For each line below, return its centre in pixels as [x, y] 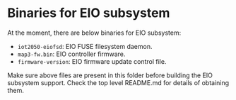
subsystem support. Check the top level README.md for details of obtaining [118, 82]
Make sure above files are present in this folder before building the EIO [110, 75]
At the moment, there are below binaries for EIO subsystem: [94, 33]
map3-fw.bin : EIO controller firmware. [71, 54]
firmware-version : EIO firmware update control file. [92, 61]
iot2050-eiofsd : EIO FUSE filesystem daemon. [85, 46]
